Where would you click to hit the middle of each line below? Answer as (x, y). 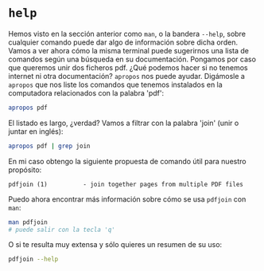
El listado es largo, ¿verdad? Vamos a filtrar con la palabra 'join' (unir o (124, 123)
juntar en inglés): (36, 131)
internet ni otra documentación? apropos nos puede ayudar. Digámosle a (126, 76)
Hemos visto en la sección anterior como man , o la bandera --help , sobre (127, 33)
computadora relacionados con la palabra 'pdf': (86, 92)
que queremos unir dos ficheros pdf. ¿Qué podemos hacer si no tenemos (128, 67)
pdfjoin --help (33, 259)
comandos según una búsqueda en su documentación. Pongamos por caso (132, 59)
